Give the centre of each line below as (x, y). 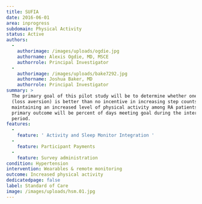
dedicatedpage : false (33, 180)
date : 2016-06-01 (28, 18)
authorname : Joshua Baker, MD (55, 79)
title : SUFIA (23, 12)
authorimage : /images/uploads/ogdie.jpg (68, 51)
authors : (17, 40)
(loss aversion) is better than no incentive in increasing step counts (105, 101)
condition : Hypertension (37, 164)
